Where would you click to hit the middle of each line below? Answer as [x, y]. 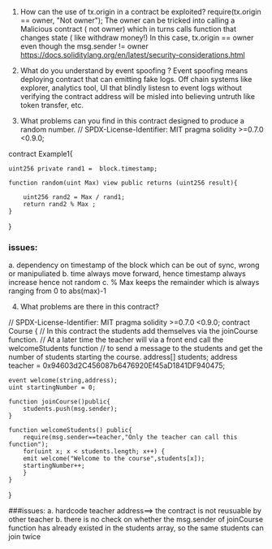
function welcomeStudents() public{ [70, 430]
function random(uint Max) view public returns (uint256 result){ [123, 183]
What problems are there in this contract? [90, 307]
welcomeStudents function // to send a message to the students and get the [136, 348]
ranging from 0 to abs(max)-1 [58, 291]
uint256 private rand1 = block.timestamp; [83, 169]
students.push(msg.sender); [70, 409]
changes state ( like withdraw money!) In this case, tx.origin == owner [137, 37]
